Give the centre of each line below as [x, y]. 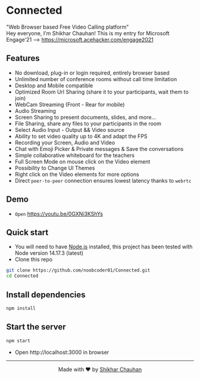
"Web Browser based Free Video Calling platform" [68, 27]
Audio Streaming [35, 110]
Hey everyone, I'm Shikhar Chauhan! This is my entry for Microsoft [88, 33]
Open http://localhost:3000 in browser [62, 352]
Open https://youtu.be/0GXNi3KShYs [59, 214]
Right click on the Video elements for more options [77, 174]
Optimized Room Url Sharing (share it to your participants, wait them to [101, 92]
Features [23, 58]
